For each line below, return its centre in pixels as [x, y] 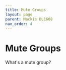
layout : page [19, 14]
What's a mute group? [28, 62]
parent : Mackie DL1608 [29, 19]
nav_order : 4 [19, 24]
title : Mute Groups [26, 10]
